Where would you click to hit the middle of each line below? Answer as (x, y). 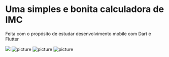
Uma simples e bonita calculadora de (84, 9)
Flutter (12, 39)
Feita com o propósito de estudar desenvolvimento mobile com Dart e (78, 33)
